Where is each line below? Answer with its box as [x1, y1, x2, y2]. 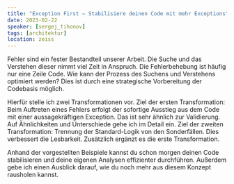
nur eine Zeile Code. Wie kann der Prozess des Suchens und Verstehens [7, 70, 216, 78]
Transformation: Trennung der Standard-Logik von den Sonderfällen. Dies [7, 128, 219, 136]
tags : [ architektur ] [7, 29, 68, 37]
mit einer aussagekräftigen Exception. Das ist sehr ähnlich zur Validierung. [7, 112, 221, 122]
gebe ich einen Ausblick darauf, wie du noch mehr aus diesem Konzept [7, 163, 211, 172]
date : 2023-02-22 [7, 17, 58, 24]
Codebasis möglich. [7, 85, 65, 93]
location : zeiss [7, 36, 54, 43]
